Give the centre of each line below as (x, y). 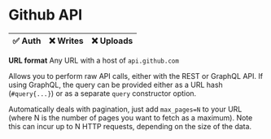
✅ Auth (27, 41)
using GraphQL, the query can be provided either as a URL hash (116, 85)
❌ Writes (66, 41)
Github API (46, 15)
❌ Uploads (112, 41)
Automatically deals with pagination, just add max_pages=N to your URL (125, 109)
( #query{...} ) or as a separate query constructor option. (103, 93)
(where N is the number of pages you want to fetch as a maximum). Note (131, 117)
